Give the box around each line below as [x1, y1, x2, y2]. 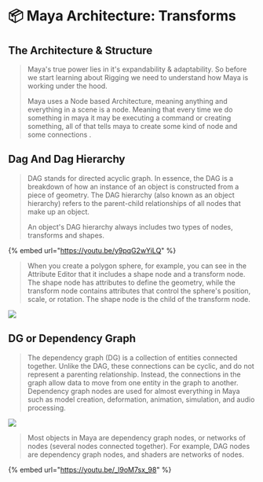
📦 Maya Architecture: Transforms [8, 7, 237, 25]
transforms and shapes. [27, 230, 104, 240]
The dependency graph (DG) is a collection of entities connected [27, 352, 238, 362]
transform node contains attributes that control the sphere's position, [27, 285, 251, 296]
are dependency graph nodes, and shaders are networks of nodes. [27, 450, 245, 459]
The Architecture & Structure [8, 43, 153, 57]
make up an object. [27, 207, 90, 216]
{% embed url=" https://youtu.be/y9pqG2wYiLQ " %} [8, 245, 177, 255]
